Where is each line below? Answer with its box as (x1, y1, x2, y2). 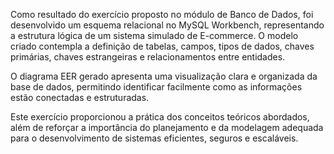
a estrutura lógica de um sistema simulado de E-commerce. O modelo (10, 30, 299, 41)
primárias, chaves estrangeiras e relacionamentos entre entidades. (10, 51, 286, 63)
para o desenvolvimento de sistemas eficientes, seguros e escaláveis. (10, 132, 299, 144)
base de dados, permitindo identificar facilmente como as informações (10, 81, 303, 93)
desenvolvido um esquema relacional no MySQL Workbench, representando (10, 19, 325, 31)
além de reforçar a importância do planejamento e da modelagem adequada (10, 122, 324, 133)
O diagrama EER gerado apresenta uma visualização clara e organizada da (10, 70, 318, 82)
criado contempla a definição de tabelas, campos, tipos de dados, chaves (10, 40, 315, 52)
